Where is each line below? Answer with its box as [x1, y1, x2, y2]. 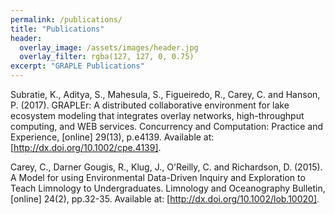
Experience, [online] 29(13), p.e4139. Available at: [10, 131, 215, 143]
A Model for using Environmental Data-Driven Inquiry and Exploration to [10, 172, 306, 183]
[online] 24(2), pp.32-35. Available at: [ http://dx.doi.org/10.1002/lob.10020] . [10, 193, 320, 205]
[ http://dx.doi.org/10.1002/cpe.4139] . [10, 142, 162, 153]
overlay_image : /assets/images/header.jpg [19, 42, 199, 53]
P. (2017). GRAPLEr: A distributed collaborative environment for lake [10, 99, 290, 111]
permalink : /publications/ [10, 14, 123, 25]
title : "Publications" [10, 24, 105, 34]
